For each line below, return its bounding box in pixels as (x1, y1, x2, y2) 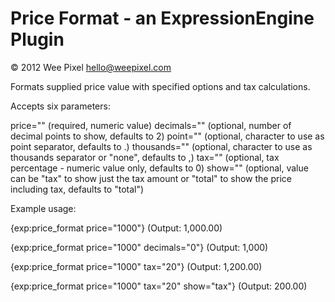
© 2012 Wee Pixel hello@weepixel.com (10, 61, 172, 73)
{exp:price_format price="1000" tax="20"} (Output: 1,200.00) (10, 260, 263, 272)
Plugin (10, 28, 65, 51)
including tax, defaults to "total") (10, 183, 145, 195)
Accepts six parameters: (10, 100, 111, 112)
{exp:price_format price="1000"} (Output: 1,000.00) (10, 222, 223, 234)
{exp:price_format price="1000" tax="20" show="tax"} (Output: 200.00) (10, 280, 308, 292)
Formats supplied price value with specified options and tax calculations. (10, 80, 311, 92)
